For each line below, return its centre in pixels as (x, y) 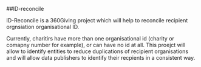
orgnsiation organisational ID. (43, 27)
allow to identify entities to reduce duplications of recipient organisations (97, 51)
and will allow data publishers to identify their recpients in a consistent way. (101, 58)
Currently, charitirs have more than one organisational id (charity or (90, 38)
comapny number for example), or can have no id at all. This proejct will (96, 45)
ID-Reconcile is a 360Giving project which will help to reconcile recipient (97, 20)
